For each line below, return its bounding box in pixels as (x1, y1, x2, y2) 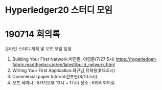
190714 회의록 (5, 29, 60, 40)
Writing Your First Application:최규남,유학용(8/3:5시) (12, 67, 116, 73)
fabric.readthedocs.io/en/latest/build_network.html (12, 62, 115, 67)
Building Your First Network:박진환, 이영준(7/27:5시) (12, 56, 115, 62)
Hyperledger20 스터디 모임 (5, 4, 113, 16)
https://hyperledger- (116, 56, 157, 62)
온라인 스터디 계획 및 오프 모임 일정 (5, 46, 72, 52)
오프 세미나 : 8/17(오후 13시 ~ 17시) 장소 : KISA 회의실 (12, 80, 115, 86)
